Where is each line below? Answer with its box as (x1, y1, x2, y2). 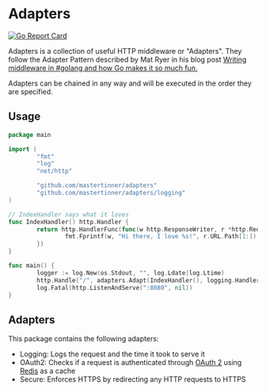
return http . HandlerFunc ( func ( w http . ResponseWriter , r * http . (36, 225, 249, 234)
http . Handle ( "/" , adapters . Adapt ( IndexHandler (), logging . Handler (36, 276, 260, 284)
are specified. (8, 86, 53, 96)
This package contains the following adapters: (8, 334, 159, 344)
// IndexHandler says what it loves (8, 211, 129, 219)
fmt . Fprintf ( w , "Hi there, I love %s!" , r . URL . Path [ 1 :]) (64, 233, 257, 241)
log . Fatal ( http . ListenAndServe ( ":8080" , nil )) (36, 284, 193, 291)
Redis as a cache (19, 366, 76, 376)
